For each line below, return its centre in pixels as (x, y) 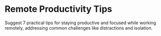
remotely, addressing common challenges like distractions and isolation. (79, 28)
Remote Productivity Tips (59, 9)
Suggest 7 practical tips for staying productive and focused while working (80, 23)
